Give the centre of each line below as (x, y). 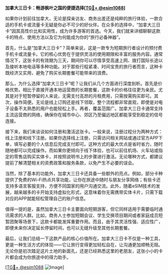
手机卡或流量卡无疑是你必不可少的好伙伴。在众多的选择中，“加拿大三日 (87, 25)
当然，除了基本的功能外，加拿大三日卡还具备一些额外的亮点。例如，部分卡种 (84, 173)
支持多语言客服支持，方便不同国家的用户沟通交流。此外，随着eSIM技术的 (80, 186)
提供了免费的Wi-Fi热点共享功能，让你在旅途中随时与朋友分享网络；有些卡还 (83, 180)
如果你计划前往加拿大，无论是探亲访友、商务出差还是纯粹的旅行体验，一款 (82, 18)
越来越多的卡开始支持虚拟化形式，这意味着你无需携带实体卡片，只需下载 (88, 192)
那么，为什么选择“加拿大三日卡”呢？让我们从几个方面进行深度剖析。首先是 (82, 83)
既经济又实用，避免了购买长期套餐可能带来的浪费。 (58, 73)
